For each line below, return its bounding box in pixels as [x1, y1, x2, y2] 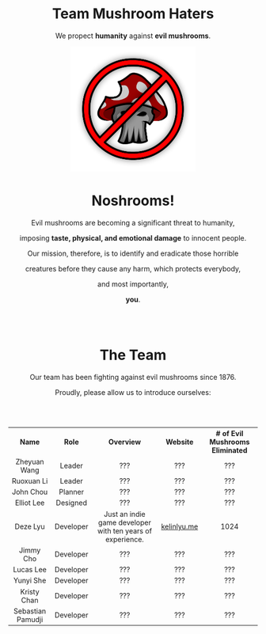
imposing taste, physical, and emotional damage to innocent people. [19, 233, 247, 242]
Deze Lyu [14, 522, 45, 531]
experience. [105, 534, 144, 544]
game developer [97, 518, 152, 527]
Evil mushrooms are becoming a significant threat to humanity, [31, 218, 235, 227]
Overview [108, 437, 141, 447]
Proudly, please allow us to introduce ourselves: [55, 387, 211, 397]
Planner [59, 488, 85, 497]
